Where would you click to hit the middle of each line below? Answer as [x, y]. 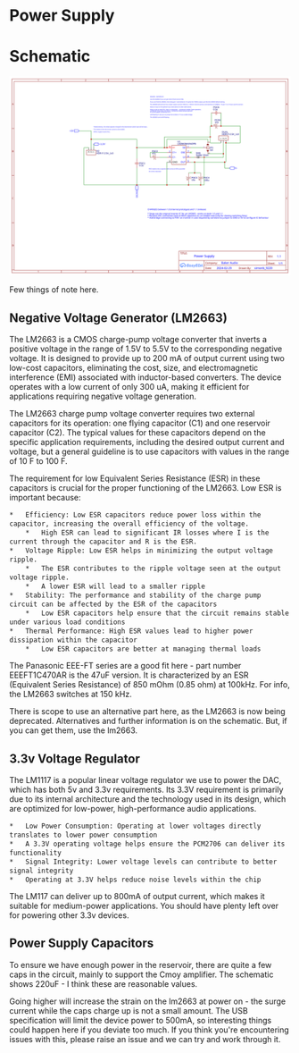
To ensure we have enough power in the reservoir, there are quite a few [141, 965]
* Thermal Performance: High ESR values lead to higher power [131, 631]
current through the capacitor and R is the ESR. [104, 542]
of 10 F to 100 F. [39, 461]
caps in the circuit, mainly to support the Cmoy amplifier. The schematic [141, 974]
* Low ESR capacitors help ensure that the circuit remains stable [158, 613]
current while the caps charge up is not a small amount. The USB [129, 1010]
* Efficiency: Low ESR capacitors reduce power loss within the [135, 515]
